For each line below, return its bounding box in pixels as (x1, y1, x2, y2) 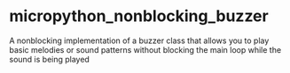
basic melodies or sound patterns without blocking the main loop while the (9, 44, 282, 55)
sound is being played (9, 54, 90, 64)
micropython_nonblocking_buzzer (9, 6, 269, 26)
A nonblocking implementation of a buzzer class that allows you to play (9, 35, 270, 46)
